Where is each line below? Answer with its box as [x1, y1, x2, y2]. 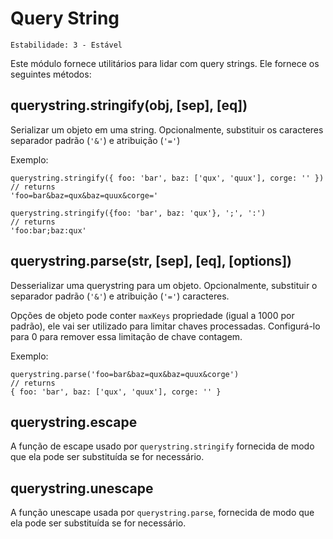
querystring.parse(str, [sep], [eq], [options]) [10, 253, 292, 270]
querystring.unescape [10, 480, 154, 497]
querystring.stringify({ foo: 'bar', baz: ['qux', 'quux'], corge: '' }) [10, 173, 325, 183]
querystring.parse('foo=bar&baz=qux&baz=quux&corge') [10, 369, 240, 379]
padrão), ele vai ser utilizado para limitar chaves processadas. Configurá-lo [10, 320, 321, 332]
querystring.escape [10, 413, 138, 431]
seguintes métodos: [10, 68, 92, 80]
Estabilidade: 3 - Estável [10, 40, 123, 50]
